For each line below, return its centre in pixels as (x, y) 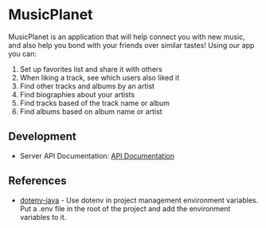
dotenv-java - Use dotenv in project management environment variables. (139, 200)
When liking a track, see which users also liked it (100, 77)
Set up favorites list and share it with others (91, 69)
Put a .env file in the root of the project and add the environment (125, 208)
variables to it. (43, 217)
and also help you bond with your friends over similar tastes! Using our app (131, 45)
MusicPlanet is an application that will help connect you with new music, (127, 37)
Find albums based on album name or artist (91, 111)
